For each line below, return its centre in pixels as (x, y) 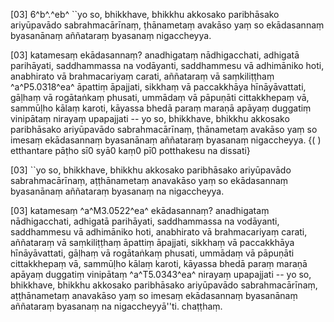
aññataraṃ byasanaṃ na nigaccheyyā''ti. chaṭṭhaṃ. (116, 306)
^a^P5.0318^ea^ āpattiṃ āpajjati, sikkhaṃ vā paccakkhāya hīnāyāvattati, (158, 87)
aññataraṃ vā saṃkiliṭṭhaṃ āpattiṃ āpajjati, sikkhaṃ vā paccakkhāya (152, 242)
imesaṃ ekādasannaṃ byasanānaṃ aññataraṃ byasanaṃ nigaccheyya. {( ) (166, 140)
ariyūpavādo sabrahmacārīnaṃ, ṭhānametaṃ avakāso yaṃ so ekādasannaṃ (167, 25)
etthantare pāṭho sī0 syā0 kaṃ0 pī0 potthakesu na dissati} (130, 150)
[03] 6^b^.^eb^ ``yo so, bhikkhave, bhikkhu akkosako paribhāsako (145, 14)
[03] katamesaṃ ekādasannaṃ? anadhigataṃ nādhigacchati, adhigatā (155, 55)
